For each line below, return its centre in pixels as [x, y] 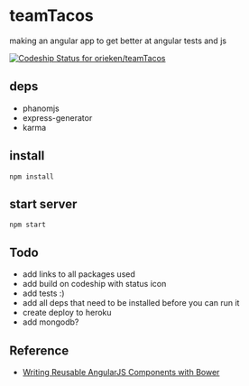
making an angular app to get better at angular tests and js [118, 41]
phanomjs [41, 108]
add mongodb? [51, 322]
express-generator [57, 117]
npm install [32, 177]
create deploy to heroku [67, 313]
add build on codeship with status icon [94, 284]
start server [43, 204]
